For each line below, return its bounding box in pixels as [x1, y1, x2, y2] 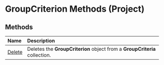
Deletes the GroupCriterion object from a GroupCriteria [27, 45, 156, 52]
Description [27, 38, 55, 44]
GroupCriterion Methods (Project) [5, 3, 145, 15]
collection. [27, 52, 51, 58]
